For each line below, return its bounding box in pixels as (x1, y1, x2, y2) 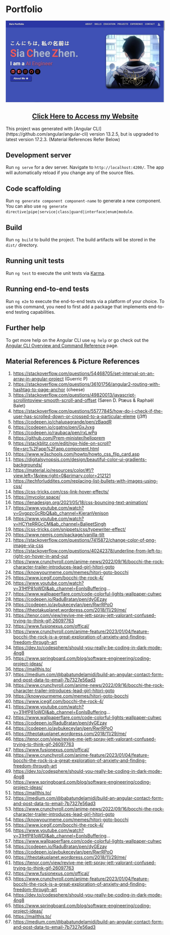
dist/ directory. (6, 242, 38, 248)
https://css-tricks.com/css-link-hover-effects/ (13, 489, 109, 495)
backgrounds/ (13, 462, 42, 468)
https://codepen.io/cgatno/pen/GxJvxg (13, 424, 95, 431)
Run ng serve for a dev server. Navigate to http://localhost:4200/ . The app (6, 164, 164, 171)
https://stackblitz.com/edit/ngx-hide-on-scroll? (13, 440, 111, 446)
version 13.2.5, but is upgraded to (89, 131, 159, 137)
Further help (6, 324, 46, 332)
